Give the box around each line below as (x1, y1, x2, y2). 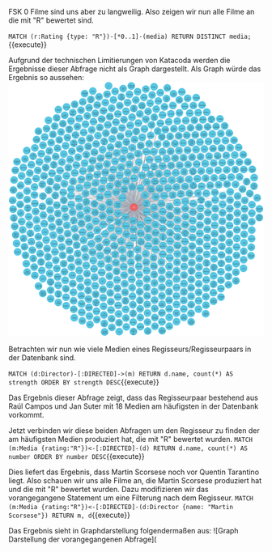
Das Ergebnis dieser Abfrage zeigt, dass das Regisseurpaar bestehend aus (8, 393, 259, 403)
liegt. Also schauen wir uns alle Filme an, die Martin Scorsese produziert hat (8, 476, 262, 486)
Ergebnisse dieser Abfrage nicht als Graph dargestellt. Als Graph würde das (8, 64, 261, 74)
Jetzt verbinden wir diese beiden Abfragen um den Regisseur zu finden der (8, 426, 261, 435)
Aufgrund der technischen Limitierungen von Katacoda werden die (8, 56, 231, 65)
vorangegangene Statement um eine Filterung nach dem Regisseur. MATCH (8, 493, 253, 503)
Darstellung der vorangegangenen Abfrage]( (8, 534, 157, 545)
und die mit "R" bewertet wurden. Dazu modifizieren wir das (8, 485, 209, 495)
